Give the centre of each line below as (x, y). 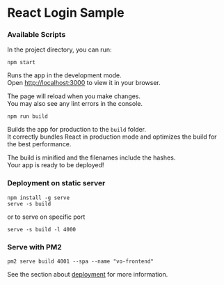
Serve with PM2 (35, 247)
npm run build (28, 116)
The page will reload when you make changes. (74, 96)
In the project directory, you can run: (59, 49)
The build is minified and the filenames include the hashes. (91, 157)
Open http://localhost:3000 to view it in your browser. (84, 83)
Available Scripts (37, 35)
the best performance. (39, 144)
